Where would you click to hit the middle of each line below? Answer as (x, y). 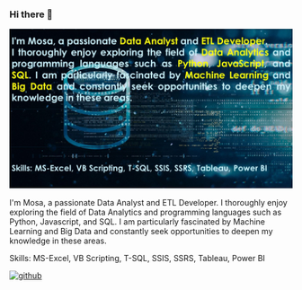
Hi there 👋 (31, 14)
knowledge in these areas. (58, 241)
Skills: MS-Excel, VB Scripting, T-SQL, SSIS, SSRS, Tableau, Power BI (137, 258)
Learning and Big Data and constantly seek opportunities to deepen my (141, 231)
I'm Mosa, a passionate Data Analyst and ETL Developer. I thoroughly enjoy (148, 202)
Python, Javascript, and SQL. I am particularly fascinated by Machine (137, 221)
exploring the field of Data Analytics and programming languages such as (146, 212)
